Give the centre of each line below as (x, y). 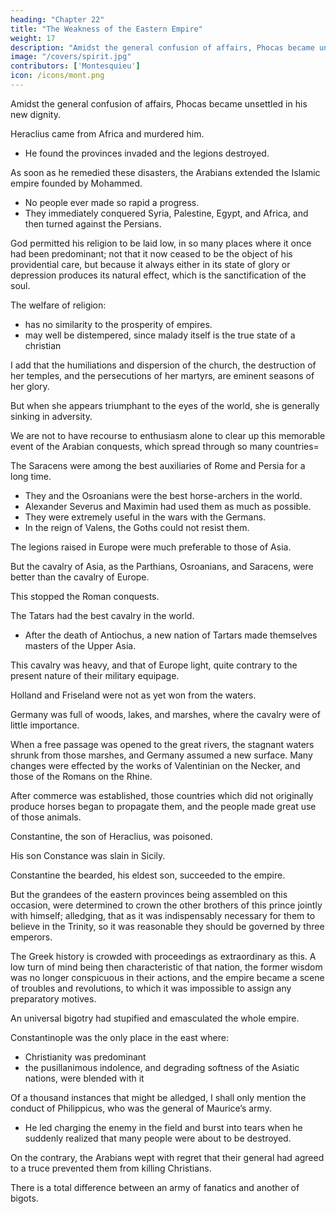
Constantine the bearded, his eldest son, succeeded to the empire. (148, 875)
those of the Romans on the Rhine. (81, 776)
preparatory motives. (53, 998)
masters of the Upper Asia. (80, 645)
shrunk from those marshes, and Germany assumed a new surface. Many (161, 755)
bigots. (24, 1198)
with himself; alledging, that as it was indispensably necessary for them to (163, 915)
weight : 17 (33, 38)
